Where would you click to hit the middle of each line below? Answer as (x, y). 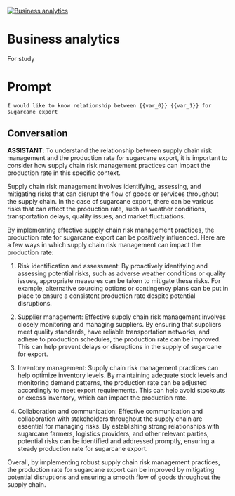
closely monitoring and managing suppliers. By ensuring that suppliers (119, 324)
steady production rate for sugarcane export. (82, 448)
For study (21, 58)
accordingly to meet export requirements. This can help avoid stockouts (121, 390)
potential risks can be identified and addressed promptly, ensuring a (116, 441)
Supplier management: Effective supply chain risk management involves (122, 317)
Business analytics (64, 39)
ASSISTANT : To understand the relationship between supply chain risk (110, 150)
